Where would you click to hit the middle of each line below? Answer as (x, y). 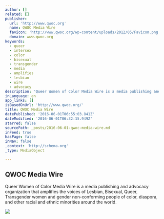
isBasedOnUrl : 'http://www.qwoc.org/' (44, 105)
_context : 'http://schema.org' (37, 146)
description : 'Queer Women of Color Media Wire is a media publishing (78, 91)
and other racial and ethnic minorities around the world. (61, 202)
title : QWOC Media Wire (29, 110)
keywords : (15, 42)
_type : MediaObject (25, 151)
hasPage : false (20, 137)
